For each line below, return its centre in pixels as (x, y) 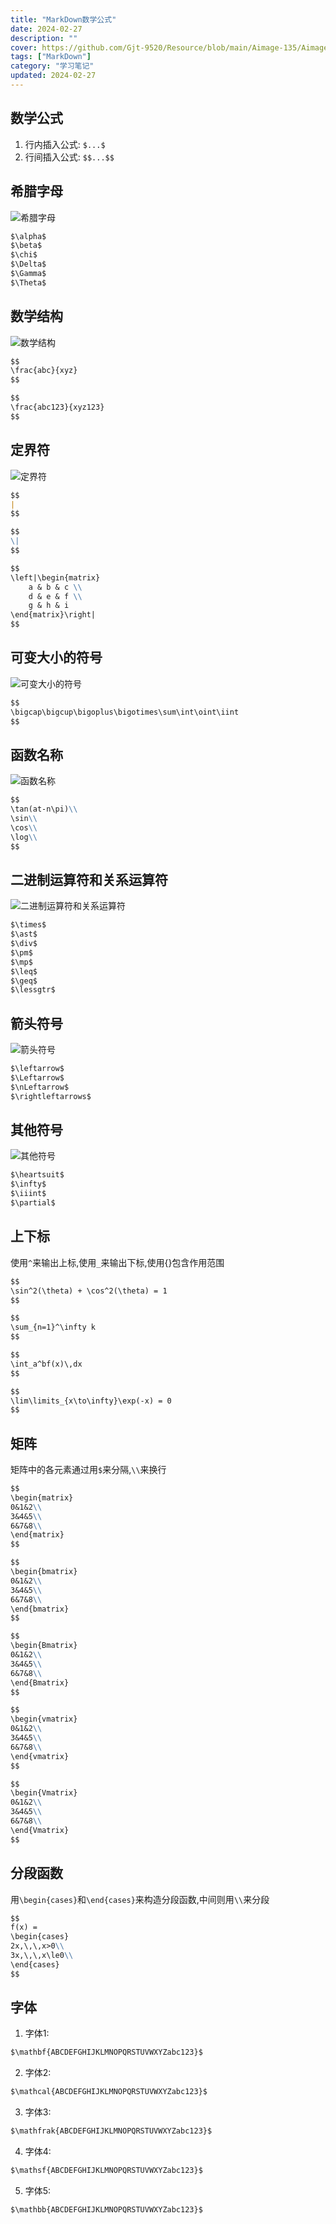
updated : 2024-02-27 (53, 76)
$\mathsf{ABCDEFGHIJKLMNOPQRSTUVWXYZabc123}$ (106, 2171)
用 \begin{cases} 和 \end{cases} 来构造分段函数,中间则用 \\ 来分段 (140, 1899)
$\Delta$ (28, 264)
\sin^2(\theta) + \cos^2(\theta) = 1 (89, 1291)
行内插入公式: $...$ (65, 144)
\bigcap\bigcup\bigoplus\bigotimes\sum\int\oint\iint (125, 712)
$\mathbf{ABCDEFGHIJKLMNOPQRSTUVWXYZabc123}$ (106, 2052)
